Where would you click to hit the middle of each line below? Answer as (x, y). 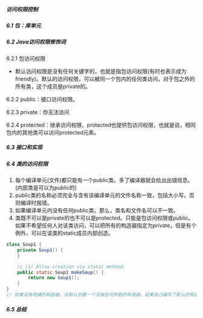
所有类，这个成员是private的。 (53, 86)
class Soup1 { (24, 245)
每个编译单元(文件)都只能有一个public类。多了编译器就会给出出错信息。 (104, 180)
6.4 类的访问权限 (27, 164)
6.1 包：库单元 (24, 25)
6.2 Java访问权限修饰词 (36, 42)
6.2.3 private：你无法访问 (38, 112)
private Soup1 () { (40, 250)
